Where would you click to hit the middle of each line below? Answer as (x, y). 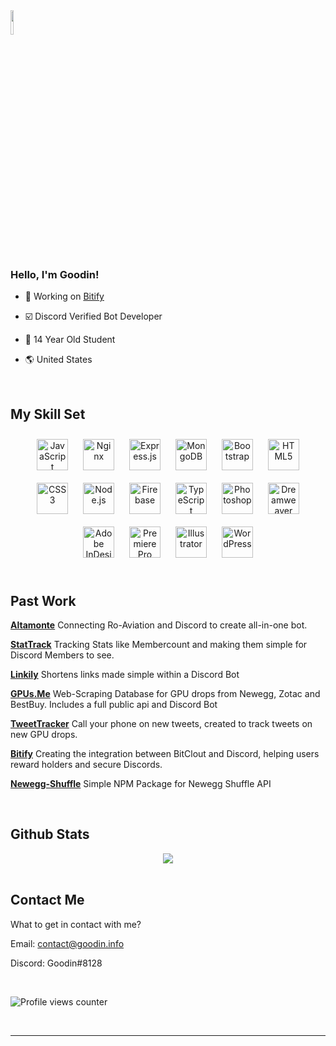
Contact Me (47, 900)
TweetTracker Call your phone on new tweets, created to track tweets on (161, 723)
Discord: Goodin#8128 (56, 963)
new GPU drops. (44, 734)
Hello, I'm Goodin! (55, 274)
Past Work (43, 600)
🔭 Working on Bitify (64, 296)
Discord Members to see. (62, 655)
